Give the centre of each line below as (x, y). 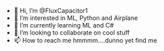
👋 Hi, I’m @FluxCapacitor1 (51, 11)
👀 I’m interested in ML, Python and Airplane (76, 18)
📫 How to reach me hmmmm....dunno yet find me (85, 40)
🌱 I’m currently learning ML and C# (64, 25)
